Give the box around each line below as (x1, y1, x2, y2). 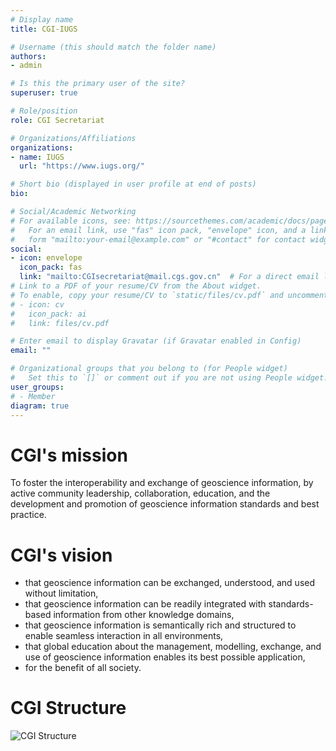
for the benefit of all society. (24, 662, 142, 674)
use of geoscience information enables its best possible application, (24, 651, 306, 663)
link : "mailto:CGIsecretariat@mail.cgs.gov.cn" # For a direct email (19, 272, 320, 282)
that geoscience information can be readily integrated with (24, 598, 267, 610)
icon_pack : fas (19, 262, 83, 273)
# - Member (10, 391, 56, 401)
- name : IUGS (10, 152, 65, 162)
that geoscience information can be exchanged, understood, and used (24, 577, 316, 589)
